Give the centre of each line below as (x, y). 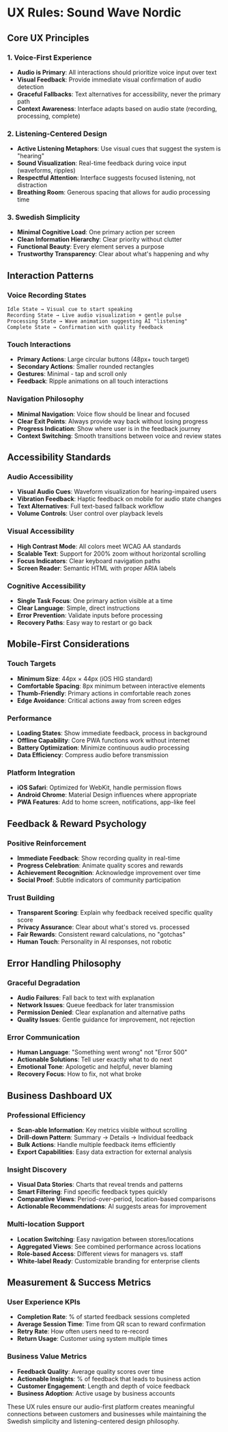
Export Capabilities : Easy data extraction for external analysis (104, 1152)
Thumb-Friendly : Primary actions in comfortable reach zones (104, 693)
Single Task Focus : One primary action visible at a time (95, 601)
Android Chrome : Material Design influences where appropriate (107, 795)
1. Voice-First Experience (49, 58)
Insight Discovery (37, 1170)
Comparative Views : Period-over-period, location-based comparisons (116, 1199)
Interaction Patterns (51, 275)
